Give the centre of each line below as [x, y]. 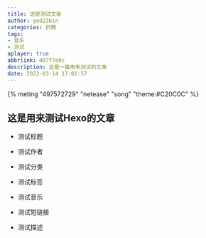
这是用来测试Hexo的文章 [61, 118]
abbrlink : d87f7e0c [36, 61]
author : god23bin [33, 21]
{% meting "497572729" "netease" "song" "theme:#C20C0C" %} [103, 94]
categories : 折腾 [32, 27]
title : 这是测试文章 [34, 14]
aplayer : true [28, 54]
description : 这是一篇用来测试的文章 [57, 67]
